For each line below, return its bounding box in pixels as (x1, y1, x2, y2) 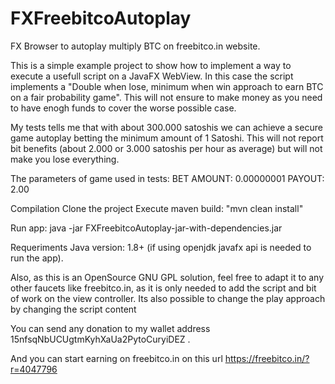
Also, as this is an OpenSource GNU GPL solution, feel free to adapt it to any (10, 271, 325, 283)
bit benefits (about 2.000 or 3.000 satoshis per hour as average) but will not (10, 142, 323, 154)
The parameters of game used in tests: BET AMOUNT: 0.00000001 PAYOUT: (10, 172, 325, 184)
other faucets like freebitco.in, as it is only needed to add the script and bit (10, 282, 317, 294)
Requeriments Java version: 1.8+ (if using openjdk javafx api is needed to (10, 241, 312, 253)
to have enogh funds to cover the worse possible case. (10, 102, 237, 114)
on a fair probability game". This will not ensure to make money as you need (10, 91, 323, 103)
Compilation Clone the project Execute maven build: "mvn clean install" (10, 202, 304, 214)
